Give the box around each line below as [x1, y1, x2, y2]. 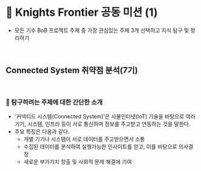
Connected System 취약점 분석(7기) [5, 65, 138, 76]
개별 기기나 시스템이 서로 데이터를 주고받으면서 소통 [23, 135, 145, 143]
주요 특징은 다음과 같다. [14, 128, 70, 135]
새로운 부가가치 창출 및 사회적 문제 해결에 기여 [23, 158, 132, 166]
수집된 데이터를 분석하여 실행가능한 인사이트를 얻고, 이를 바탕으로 [23, 143, 177, 150]
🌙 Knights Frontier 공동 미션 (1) [5, 5, 158, 19]
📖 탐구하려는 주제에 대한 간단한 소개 [5, 98, 103, 106]
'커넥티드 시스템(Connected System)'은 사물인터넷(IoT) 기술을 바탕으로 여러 [14, 113, 196, 120]
